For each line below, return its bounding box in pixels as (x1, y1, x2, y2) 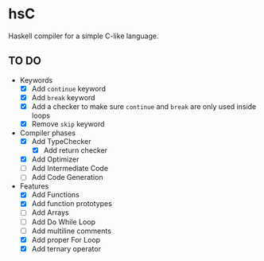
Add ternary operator (31, 243, 102, 253)
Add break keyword (31, 92, 95, 102)
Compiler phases (19, 128, 76, 138)
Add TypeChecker (31, 137, 91, 146)
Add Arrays (31, 208, 69, 217)
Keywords (19, 75, 53, 84)
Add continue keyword (31, 84, 106, 93)
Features (19, 181, 49, 191)
